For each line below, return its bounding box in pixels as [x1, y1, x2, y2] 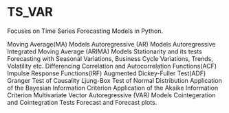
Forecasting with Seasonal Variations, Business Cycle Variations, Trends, [7, 54, 213, 62]
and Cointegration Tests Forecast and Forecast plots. [7, 98, 157, 106]
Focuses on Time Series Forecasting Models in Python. [7, 27, 164, 35]
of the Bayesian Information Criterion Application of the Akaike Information [7, 84, 219, 92]
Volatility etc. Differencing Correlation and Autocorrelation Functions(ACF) [7, 62, 217, 70]
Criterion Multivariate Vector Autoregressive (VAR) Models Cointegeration [7, 90, 216, 99]
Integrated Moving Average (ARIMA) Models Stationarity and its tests [7, 47, 203, 55]
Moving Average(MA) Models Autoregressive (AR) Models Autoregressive [7, 40, 216, 48]
